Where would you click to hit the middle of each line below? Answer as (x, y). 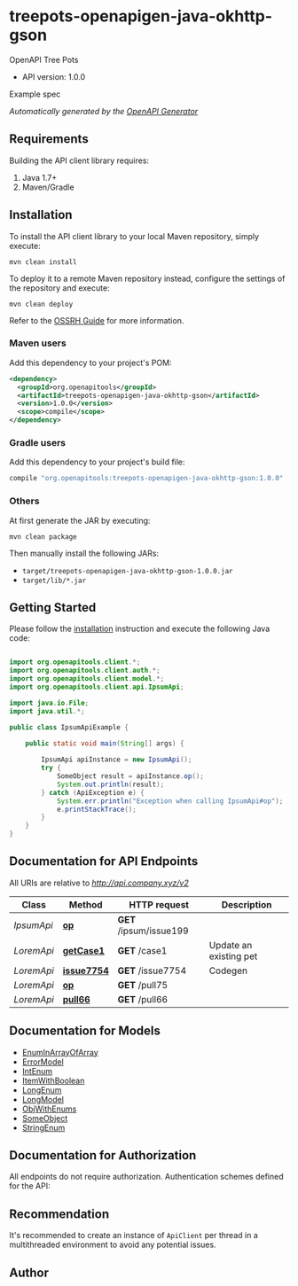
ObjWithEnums (49, 1109)
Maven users (38, 343)
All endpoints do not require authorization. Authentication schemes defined (146, 1177)
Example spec (35, 94)
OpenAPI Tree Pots (44, 59)
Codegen (228, 970)
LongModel (43, 1099)
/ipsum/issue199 (153, 931)
